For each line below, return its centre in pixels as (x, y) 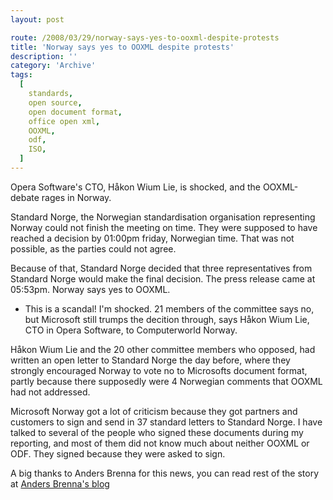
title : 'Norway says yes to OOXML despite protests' (122, 47)
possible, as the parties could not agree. (93, 248)
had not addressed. (50, 392)
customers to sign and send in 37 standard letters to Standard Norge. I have (166, 422)
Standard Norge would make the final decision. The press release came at (163, 278)
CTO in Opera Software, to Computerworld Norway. (131, 330)
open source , (55, 102)
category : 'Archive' (53, 66)
